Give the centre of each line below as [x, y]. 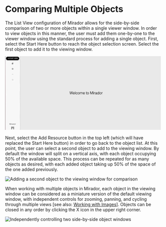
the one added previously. [32, 169]
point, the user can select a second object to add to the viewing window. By [82, 148]
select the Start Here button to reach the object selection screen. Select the [82, 44]
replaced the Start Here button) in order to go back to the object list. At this [82, 143]
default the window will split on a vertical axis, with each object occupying [81, 153]
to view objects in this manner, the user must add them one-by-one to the [80, 33]
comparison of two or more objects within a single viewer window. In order [81, 28]
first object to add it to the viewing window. [49, 49]
